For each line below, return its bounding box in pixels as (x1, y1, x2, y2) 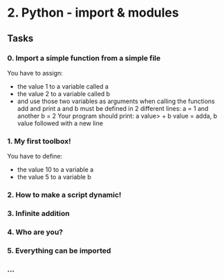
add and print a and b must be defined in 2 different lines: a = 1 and (17, 104, 209, 112)
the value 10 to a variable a (17, 165, 94, 174)
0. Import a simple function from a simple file (7, 53, 161, 63)
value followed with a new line (17, 119, 104, 127)
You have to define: (7, 152, 63, 161)
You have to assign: (7, 69, 64, 77)
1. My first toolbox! (7, 136, 71, 146)
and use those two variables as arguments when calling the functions (17, 97, 216, 105)
